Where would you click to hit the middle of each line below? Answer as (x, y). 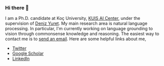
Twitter (19, 49)
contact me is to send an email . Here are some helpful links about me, (76, 39)
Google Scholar (28, 53)
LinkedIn (21, 59)
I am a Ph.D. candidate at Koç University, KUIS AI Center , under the (73, 18)
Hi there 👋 (17, 8)
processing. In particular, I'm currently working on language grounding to (79, 29)
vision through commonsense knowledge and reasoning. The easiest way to (82, 34)
